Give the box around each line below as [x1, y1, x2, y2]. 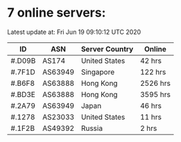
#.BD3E [10, 89, 36, 99]
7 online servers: [7, 5, 106, 21]
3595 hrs [139, 89, 171, 99]
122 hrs [139, 67, 166, 77]
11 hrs [139, 112, 162, 122]
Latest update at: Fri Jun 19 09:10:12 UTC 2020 [7, 28, 141, 36]
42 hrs [139, 55, 162, 65]
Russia [80, 123, 103, 133]
